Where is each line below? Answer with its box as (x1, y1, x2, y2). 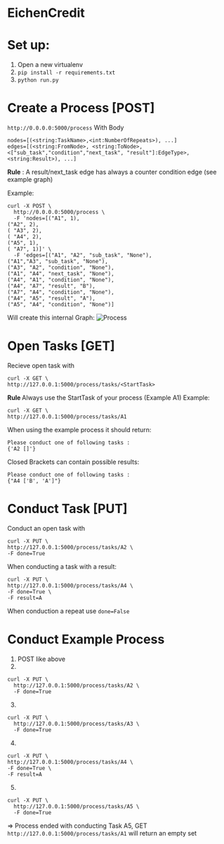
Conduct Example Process (7, 631, 165, 648)
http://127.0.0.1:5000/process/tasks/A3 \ (13, 720, 140, 727)
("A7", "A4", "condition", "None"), (7, 289, 114, 296)
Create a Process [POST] (7, 100, 155, 116)
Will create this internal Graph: (7, 313, 95, 322)
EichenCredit (7, 5, 86, 21)
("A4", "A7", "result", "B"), (7, 283, 96, 290)
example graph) (7, 175, 53, 184)
